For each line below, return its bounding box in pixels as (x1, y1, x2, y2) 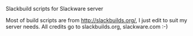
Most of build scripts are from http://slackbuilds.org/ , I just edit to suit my (5, 17, 188, 23)
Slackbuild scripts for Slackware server (5, 5, 103, 12)
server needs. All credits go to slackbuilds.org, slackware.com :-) (5, 23, 168, 30)
